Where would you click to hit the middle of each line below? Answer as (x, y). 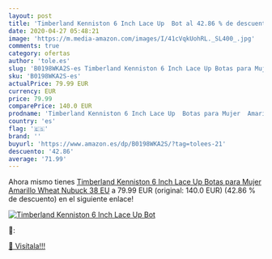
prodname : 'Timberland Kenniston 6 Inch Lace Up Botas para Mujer (125, 114)
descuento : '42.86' (41, 151)
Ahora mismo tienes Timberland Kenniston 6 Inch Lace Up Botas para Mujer (135, 182)
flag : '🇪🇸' (28, 129)
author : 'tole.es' (39, 62)
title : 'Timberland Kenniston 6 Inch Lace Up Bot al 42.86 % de (121, 23)
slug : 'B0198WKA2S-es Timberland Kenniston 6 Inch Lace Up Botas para (130, 69)
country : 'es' (32, 121)
